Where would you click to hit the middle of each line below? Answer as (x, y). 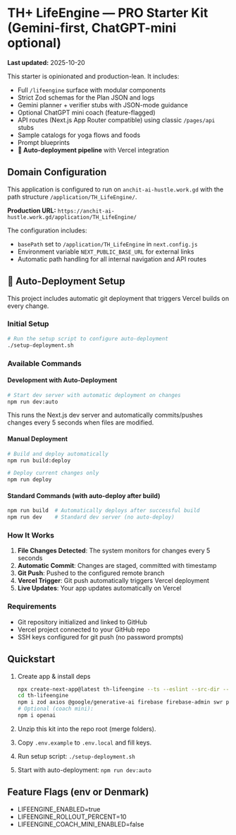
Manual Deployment (38, 439)
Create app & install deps (54, 676)
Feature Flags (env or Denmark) (78, 792)
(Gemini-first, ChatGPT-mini (92, 28)
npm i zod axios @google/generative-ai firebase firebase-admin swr (120, 702)
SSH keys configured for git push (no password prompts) (100, 636)
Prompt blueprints (44, 142)
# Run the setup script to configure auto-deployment (88, 338)
